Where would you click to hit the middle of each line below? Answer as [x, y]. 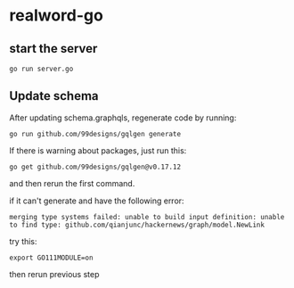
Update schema [54, 96]
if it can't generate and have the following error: [97, 201]
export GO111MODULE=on [51, 258]
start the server [53, 49]
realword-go [57, 16]
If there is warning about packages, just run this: [98, 150]
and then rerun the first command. [72, 183]
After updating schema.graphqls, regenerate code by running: [123, 118]
